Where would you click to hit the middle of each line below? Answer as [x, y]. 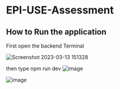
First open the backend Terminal [45, 46]
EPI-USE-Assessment [60, 10]
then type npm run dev [34, 69]
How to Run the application [56, 32]
